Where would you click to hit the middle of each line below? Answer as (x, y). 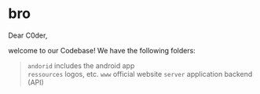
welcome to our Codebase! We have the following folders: (102, 50)
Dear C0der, (28, 35)
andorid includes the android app (81, 65)
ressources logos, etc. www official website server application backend (140, 74)
